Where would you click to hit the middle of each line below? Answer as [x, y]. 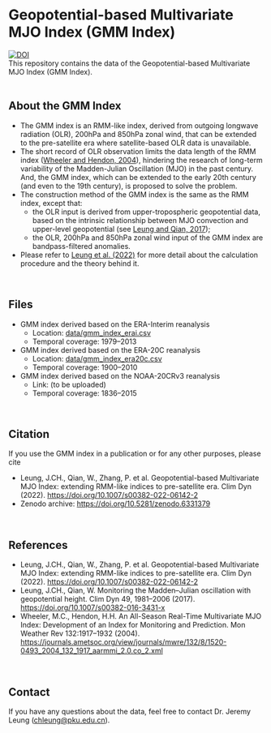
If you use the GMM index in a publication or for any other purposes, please [135, 454]
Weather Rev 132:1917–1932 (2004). [80, 633]
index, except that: [51, 203]
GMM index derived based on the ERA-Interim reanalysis [115, 324]
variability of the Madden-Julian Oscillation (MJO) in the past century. [137, 169]
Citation [29, 434]
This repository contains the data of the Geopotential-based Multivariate [129, 63]
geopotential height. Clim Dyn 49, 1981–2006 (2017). [108, 599]
